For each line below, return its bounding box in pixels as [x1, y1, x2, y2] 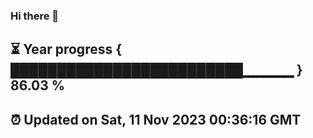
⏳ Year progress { [10, 41, 123, 58]
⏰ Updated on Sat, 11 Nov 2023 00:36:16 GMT [10, 111, 302, 128]
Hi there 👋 [10, 9, 60, 23]
